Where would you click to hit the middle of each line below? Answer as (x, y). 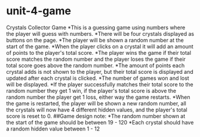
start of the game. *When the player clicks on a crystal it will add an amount (100, 46)
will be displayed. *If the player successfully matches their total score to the (100, 84)
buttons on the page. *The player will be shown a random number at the (95, 40)
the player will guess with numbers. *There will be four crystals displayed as (100, 33)
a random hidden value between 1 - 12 (53, 129)
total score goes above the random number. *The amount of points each (96, 65)
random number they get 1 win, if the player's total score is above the (91, 91)
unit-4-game (39, 11)
